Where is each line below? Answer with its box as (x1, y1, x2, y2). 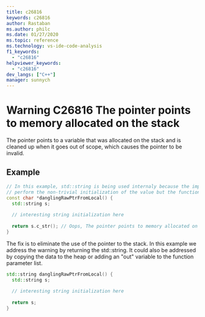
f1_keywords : (6, 49, 40, 55)
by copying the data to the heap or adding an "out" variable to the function (6, 253, 194, 260)
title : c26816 (6, 9, 43, 15)
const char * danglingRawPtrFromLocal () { (6, 195, 113, 201)
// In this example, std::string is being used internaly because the (6, 183, 190, 189)
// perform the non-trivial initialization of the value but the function (6, 189, 201, 195)
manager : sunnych (6, 77, 51, 83)
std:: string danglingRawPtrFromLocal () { (6, 271, 113, 277)
